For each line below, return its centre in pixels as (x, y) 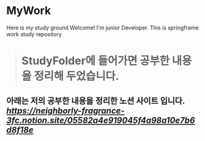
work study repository (34, 34)
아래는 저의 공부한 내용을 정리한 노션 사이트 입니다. (96, 101)
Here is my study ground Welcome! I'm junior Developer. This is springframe (102, 28)
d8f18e (20, 130)
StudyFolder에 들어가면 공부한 (95, 61)
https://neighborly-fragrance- (65, 111)
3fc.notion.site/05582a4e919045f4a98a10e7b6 (101, 120)
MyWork (29, 11)
